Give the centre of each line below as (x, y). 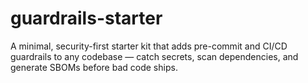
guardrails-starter (86, 18)
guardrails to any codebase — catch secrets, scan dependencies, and (154, 56)
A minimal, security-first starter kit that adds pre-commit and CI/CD (149, 46)
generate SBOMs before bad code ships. (94, 67)
